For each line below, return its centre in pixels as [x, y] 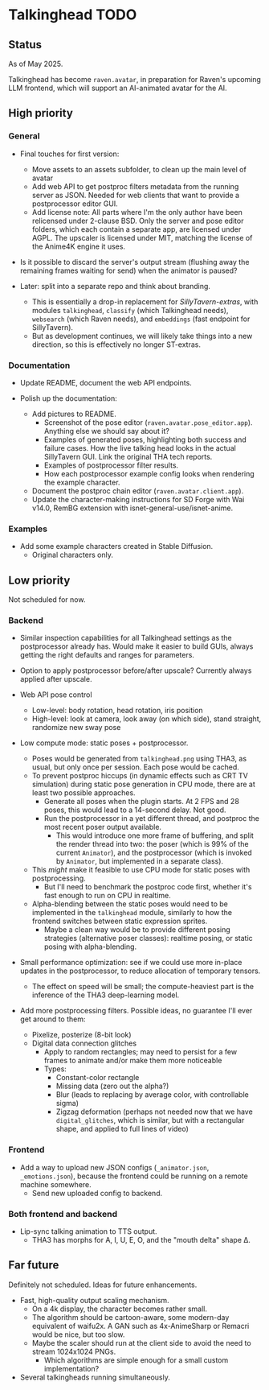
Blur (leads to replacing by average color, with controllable [152, 1095]
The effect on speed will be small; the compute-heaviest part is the [143, 987]
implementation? [71, 1368]
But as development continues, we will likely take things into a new [142, 336]
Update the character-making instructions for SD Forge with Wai [138, 499]
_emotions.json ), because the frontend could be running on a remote [134, 1176]
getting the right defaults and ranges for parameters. [107, 655]
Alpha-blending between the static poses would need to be [130, 904]
